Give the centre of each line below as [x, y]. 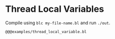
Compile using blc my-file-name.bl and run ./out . [58, 23]
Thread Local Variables [55, 9]
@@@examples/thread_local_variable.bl [46, 32]
